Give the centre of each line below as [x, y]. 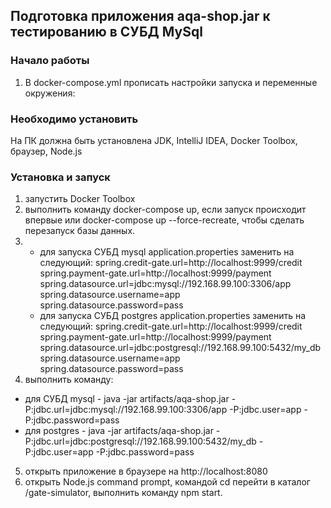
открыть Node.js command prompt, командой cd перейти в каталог [167, 482]
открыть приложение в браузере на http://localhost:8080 [146, 471]
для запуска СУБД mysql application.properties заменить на [167, 252]
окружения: [50, 93]
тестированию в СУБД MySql [106, 32]
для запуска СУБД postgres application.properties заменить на [173, 316]
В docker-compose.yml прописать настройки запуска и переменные [171, 82]
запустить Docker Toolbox [80, 199]
